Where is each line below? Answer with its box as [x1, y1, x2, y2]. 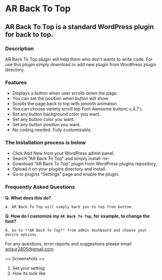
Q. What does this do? [5, 195, 51, 201]
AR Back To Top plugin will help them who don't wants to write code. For [5, 56, 153, 62]
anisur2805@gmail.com [5, 246, 54, 252]
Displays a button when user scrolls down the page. [12, 90, 118, 96]
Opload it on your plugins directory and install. [12, 166, 107, 172]
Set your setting [12, 265, 45, 271]
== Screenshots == [5, 255, 45, 261]
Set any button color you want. [12, 116, 75, 122]
